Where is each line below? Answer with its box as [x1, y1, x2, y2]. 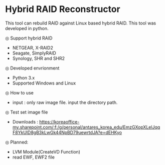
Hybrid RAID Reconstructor [5, 3, 121, 15]
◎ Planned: [5, 139, 28, 145]
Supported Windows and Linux [12, 80, 76, 86]
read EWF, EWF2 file [12, 154, 55, 160]
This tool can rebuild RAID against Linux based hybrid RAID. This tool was [5, 20, 156, 26]
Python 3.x [12, 74, 35, 80]
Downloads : [12, 118, 38, 124]
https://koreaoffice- [39, 118, 80, 124]
